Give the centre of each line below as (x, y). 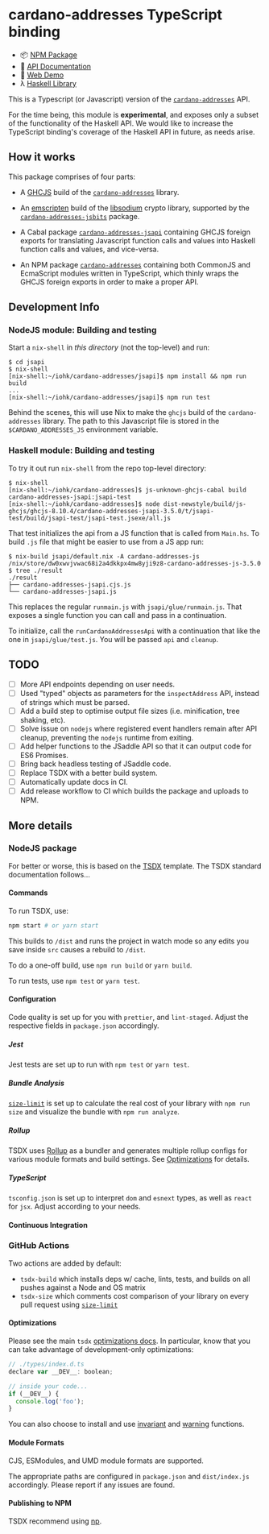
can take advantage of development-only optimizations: (101, 1350)
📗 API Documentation (55, 66)
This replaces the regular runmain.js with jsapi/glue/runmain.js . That (125, 607)
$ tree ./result (35, 570)
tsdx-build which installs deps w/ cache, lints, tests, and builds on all (135, 1279)
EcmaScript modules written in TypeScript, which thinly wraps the (129, 273)
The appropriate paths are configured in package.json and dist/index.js (129, 1476)
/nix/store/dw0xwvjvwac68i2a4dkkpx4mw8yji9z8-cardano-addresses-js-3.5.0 (135, 563)
